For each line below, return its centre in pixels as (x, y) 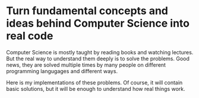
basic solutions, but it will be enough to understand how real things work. (96, 89)
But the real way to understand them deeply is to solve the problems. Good (98, 58)
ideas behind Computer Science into (98, 23)
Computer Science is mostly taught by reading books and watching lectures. (100, 52)
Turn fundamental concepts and (87, 11)
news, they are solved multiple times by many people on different (86, 65)
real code (30, 36)
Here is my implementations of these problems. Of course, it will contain (94, 82)
